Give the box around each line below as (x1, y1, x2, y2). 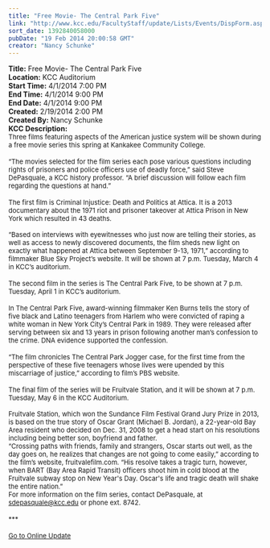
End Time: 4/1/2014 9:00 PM (8, 89, 104, 99)
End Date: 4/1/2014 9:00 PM (8, 98, 103, 108)
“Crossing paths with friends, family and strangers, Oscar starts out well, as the (8, 442, 253, 451)
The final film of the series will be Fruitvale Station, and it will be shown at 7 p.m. (8, 385, 256, 395)
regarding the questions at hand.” (8, 181, 111, 190)
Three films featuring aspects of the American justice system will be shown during (8, 132, 261, 142)
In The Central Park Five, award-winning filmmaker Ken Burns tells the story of (8, 304, 250, 313)
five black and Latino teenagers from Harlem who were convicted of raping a (8, 312, 245, 321)
